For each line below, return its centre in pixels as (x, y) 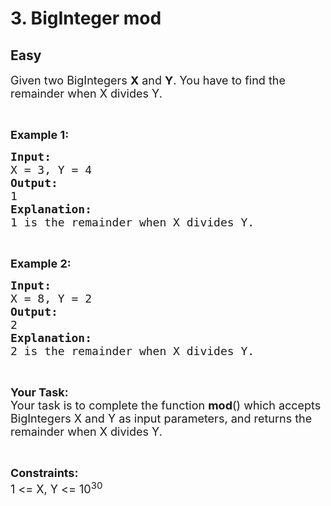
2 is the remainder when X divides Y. (132, 351)
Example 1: (40, 135)
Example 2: (41, 264)
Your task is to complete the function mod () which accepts (166, 405)
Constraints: (44, 473)
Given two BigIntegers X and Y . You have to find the (148, 80)
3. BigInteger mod (86, 18)
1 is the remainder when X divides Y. (132, 222)
